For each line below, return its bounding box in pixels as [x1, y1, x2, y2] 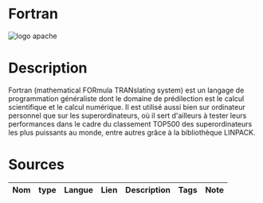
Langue [64, 184, 93, 195]
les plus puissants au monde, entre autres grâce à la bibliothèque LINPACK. [8, 127, 256, 137]
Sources [8, 156, 65, 174]
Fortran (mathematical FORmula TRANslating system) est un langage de [8, 85, 245, 95]
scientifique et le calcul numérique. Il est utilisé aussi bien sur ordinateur [8, 102, 245, 111]
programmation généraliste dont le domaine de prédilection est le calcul [8, 93, 245, 103]
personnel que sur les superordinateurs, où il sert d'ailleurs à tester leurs [8, 111, 247, 120]
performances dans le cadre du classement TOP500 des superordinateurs [8, 119, 253, 128]
